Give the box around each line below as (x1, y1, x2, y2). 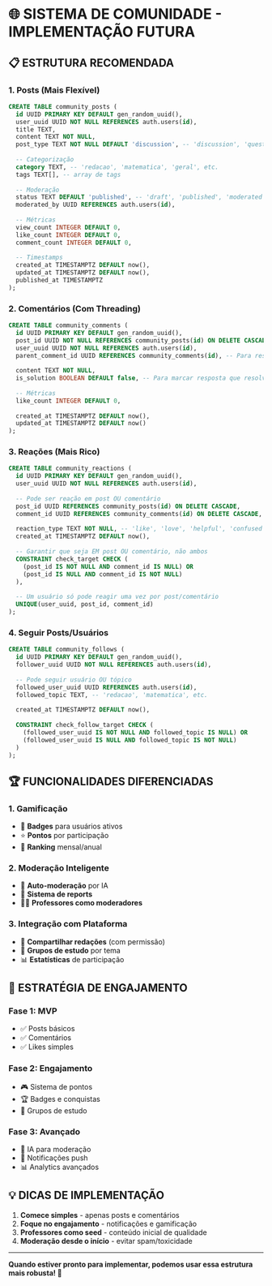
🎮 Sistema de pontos (19, 1082, 93, 1091)
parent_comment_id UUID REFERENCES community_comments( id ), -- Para (15, 351, 252, 359)
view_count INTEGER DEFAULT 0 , (15, 223, 121, 231)
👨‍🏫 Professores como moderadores (19, 898, 143, 908)
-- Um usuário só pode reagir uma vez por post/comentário (15, 593, 219, 601)
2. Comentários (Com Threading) (8, 303, 142, 314)
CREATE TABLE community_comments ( (8, 321, 129, 329)
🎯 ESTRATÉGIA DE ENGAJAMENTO (8, 981, 188, 995)
